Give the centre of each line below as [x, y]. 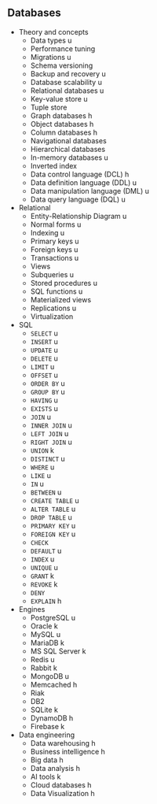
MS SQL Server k [58, 651]
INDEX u [42, 559]
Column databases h [64, 132]
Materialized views [61, 299]
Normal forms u [56, 224]
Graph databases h [61, 115]
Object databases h [62, 124]
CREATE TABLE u [55, 500]
